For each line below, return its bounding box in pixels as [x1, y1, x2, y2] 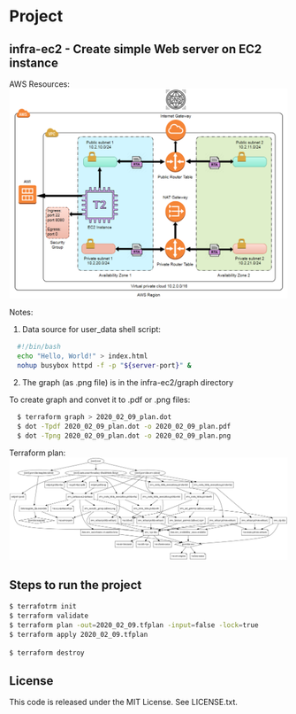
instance [9, 55, 59, 70]
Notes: [9, 307, 34, 318]
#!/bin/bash [17, 343, 62, 352]
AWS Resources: [9, 79, 71, 89]
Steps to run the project [9, 578, 142, 593]
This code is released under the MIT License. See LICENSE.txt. [9, 697, 239, 708]
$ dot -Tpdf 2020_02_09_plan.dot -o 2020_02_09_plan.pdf [17, 422, 231, 431]
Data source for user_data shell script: [21, 324, 162, 335]
